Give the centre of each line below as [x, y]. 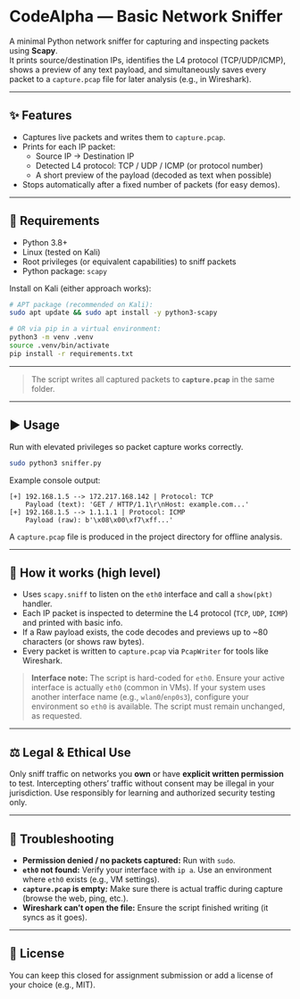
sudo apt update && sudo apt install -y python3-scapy [113, 313]
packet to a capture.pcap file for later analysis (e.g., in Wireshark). [130, 79]
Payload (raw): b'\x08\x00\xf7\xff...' [100, 520]
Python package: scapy [64, 271]
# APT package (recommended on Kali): [81, 304]
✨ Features [41, 116]
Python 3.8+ [45, 242]
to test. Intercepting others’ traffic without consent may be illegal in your [142, 784]
